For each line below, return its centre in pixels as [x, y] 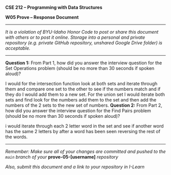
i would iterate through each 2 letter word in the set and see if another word [84, 126]
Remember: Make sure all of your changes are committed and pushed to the [85, 152]
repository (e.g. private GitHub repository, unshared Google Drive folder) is [84, 43]
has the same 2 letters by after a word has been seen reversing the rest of [83, 131]
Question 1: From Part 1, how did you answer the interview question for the [84, 63]
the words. [17, 137]
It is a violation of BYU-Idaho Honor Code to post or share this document [82, 32]
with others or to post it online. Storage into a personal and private [75, 37]
